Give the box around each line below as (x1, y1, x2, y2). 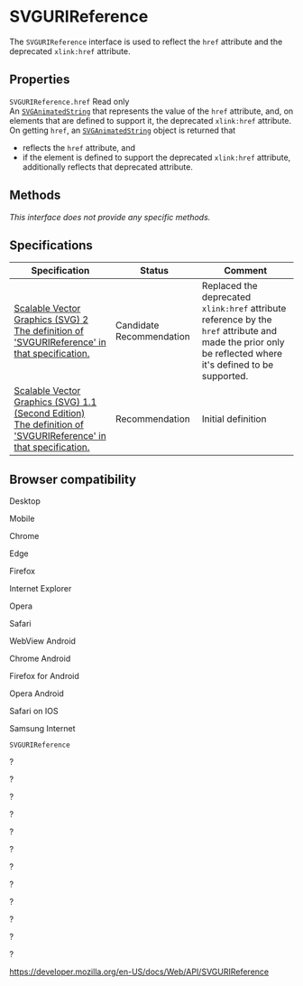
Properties (9, 72, 70, 88)
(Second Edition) (14, 407, 86, 420)
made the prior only (201, 336, 286, 349)
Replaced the (201, 280, 259, 293)
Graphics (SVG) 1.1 (14, 395, 97, 408)
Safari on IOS (9, 706, 59, 717)
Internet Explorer (9, 583, 72, 594)
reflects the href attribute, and (22, 142, 135, 153)
